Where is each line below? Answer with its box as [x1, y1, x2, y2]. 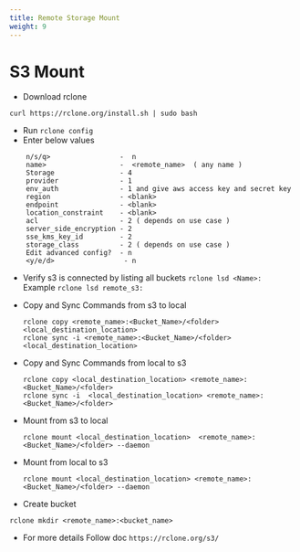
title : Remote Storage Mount [9, 13, 120, 23]
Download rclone [22, 91, 88, 102]
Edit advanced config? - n [26, 249, 132, 258]
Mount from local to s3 [22, 457, 109, 468]
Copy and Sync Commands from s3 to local [22, 300, 187, 311]
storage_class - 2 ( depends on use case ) [26, 240, 231, 249]
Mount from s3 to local [22, 415, 109, 426]
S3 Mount [9, 61, 85, 82]
